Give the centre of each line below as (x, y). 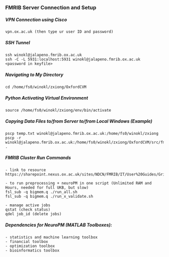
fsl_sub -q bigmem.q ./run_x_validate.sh (49, 196)
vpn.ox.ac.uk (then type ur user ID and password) (59, 32)
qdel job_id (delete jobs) (33, 214)
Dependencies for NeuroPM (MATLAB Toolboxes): (59, 225)
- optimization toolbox (30, 246)
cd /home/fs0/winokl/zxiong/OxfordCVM (46, 87)
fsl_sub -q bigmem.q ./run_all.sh (41, 192)
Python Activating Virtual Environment (47, 98)
